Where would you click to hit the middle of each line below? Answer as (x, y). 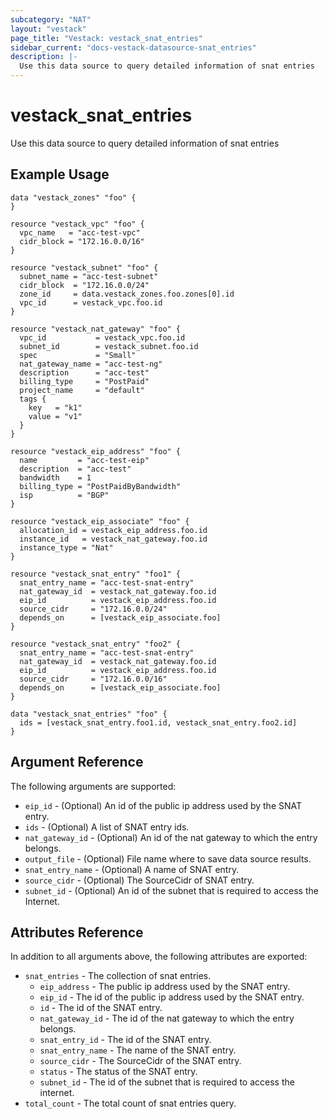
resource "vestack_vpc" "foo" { (77, 224)
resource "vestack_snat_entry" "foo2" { (96, 644)
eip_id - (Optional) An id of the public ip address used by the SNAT (163, 805)
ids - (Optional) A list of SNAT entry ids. (107, 827)
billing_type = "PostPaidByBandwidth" (100, 486)
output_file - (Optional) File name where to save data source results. (168, 858)
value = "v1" (55, 416)
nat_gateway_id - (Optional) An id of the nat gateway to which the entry (171, 837)
